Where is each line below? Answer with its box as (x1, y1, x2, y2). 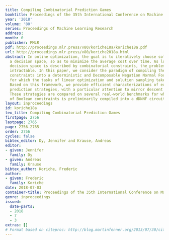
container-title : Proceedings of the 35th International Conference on (5, 190, 158, 195)
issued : (5, 199, 22, 204)
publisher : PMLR (5, 40, 39, 45)
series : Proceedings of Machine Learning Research (5, 26, 114, 31)
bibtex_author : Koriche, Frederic (5, 167, 78, 172)
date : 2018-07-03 (5, 185, 42, 190)
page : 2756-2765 (5, 124, 39, 129)
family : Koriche (10, 181, 44, 186)
